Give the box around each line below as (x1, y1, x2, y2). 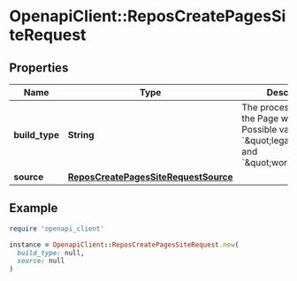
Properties (9, 60, 69, 75)
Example (9, 201, 58, 216)
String (67, 129, 95, 140)
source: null (17, 256, 65, 266)
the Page (241, 112, 279, 125)
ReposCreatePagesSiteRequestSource (67, 171, 233, 183)
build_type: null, (17, 248, 86, 257)
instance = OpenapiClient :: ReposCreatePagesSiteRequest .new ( (9, 240, 240, 249)
